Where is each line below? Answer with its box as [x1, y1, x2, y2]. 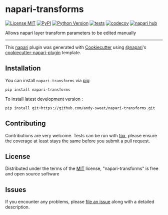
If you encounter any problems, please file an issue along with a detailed [5, 199, 154, 205]
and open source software [5, 171, 59, 177]
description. [5, 204, 30, 210]
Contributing [5, 119, 46, 128]
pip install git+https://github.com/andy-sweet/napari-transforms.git [5, 105, 155, 111]
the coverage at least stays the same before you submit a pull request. [5, 138, 150, 144]
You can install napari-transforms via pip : [5, 77, 91, 83]
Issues [5, 185, 26, 194]
